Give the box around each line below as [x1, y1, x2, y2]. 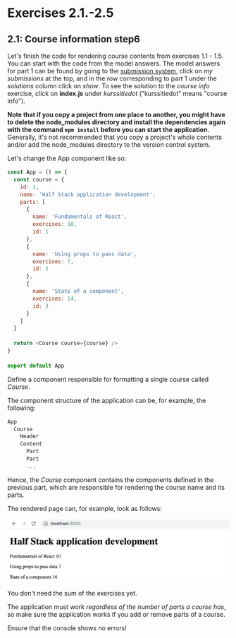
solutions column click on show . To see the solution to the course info [7, 82, 210, 90]
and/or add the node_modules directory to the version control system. [7, 140, 211, 149]
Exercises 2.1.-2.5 [7, 5, 114, 21]
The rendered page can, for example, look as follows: [7, 504, 162, 512]
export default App [7, 362, 65, 369]
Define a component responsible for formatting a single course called [7, 375, 209, 383]
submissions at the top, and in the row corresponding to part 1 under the [7, 74, 217, 83]
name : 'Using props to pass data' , [32, 251, 137, 258]
